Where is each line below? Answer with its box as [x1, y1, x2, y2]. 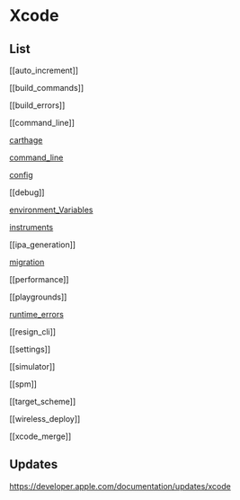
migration [9, 257, 45, 267]
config [9, 170, 33, 180]
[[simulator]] [9, 362, 56, 371]
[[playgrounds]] [9, 291, 67, 302]
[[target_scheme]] [9, 397, 76, 406]
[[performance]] [9, 274, 69, 284]
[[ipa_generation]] [9, 239, 76, 250]
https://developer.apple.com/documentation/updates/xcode [9, 480, 231, 491]
